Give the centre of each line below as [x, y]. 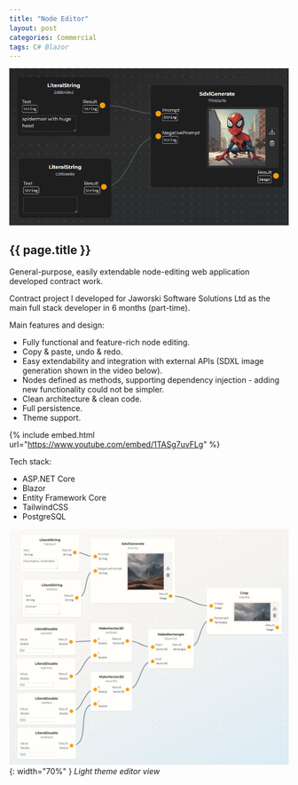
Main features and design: [57, 325]
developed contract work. [56, 281]
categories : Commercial [53, 37]
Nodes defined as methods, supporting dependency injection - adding [151, 380]
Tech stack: [30, 461]
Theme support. [51, 417]
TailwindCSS [45, 507]
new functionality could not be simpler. [93, 389]
